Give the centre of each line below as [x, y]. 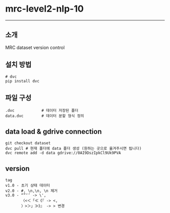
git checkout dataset [28, 143]
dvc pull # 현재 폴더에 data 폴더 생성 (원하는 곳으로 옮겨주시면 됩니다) [73, 149]
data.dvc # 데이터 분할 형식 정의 [45, 116]
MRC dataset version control [35, 47]
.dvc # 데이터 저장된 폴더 [42, 111]
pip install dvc [22, 81]
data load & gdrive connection [54, 131]
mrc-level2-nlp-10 [45, 9]
